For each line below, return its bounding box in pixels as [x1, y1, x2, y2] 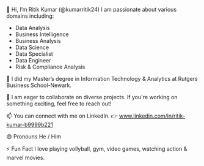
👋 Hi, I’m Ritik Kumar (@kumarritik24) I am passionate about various [6, 6, 177, 13]
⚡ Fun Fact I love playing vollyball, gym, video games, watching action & [6, 145, 188, 153]
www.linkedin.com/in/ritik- [118, 112, 186, 119]
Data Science [15, 43, 49, 51]
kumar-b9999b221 [6, 121, 53, 128]
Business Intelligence [15, 31, 69, 38]
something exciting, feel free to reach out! [6, 100, 112, 107]
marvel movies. [6, 154, 45, 161]
